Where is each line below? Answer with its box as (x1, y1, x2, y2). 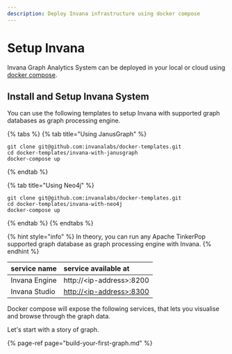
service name (10, 264, 57, 273)
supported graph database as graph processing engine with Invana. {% (7, 240, 212, 248)
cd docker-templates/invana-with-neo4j (7, 201, 123, 208)
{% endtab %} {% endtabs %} (7, 219, 94, 227)
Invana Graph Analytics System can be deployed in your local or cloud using (7, 63, 226, 72)
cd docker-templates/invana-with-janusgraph (7, 150, 138, 156)
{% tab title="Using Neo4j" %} (7, 182, 95, 190)
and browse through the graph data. (7, 312, 111, 321)
